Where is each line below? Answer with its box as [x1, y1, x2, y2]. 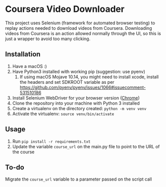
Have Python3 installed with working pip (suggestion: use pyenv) [12, 68, 145, 74]
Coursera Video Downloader [5, 3, 125, 15]
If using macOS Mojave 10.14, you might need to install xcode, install [19, 73, 159, 80]
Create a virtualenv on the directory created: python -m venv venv [12, 105, 147, 111]
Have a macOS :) [12, 63, 47, 69]
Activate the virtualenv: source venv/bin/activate [12, 111, 114, 117]
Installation [5, 50, 41, 59]
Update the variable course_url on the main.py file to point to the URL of [12, 143, 160, 149]
